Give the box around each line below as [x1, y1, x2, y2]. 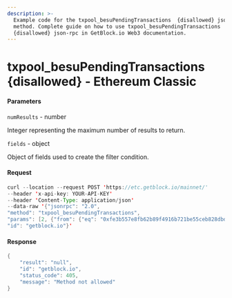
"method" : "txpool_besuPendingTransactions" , [7, 209, 140, 216]
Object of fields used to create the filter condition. [7, 153, 149, 161]
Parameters [7, 97, 41, 106]
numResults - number [7, 112, 67, 121]
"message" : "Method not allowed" [19, 278, 116, 286]
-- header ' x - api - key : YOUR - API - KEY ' [7, 190, 113, 197]
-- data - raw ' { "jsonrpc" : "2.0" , [7, 203, 100, 210]
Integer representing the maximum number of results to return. [7, 126, 186, 134]
